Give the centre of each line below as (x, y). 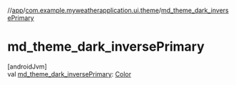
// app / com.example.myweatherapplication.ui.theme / (84, 10)
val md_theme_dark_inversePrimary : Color (70, 74)
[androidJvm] (27, 66)
